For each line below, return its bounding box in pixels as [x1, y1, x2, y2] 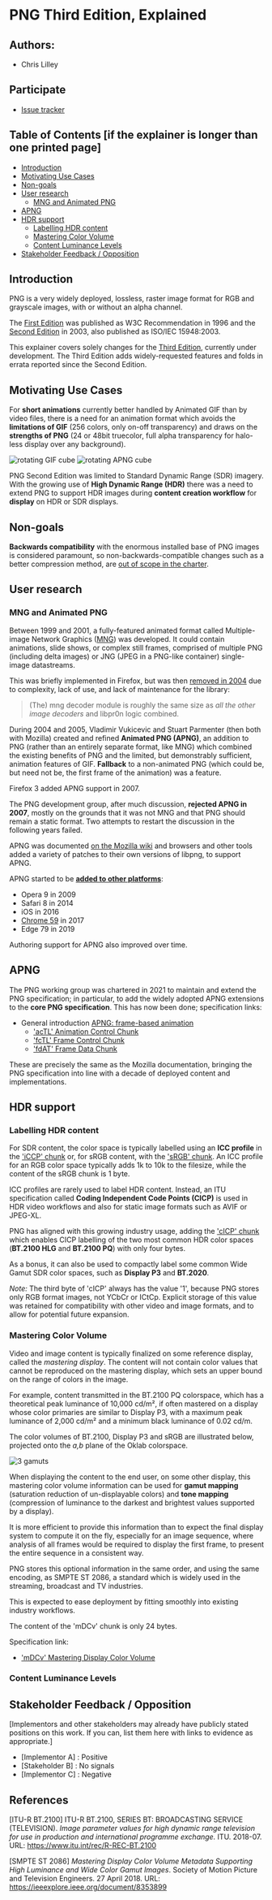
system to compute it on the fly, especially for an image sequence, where [9, 1530, 254, 1540]
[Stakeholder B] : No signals [20, 1761, 115, 1771]
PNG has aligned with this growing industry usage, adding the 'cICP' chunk [9, 1227, 260, 1236]
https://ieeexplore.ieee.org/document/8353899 [9, 1882, 168, 1892]
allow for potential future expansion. [9, 1309, 130, 1319]
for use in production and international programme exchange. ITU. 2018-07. [9, 1832, 262, 1842]
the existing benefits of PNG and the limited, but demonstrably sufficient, [9, 750, 253, 760]
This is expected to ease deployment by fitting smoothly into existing [9, 1596, 239, 1606]
